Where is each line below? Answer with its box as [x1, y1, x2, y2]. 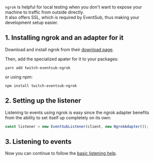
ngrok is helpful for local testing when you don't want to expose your [5, 4, 142, 10]
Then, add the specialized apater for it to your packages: [5, 56, 119, 62]
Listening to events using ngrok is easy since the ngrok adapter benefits [5, 109, 150, 115]
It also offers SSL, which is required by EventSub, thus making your [5, 15, 140, 20]
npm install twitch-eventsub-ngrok [5, 83, 77, 88]
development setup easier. [5, 19, 58, 25]
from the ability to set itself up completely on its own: [5, 114, 111, 121]
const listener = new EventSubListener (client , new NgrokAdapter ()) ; [5, 124, 149, 129]
